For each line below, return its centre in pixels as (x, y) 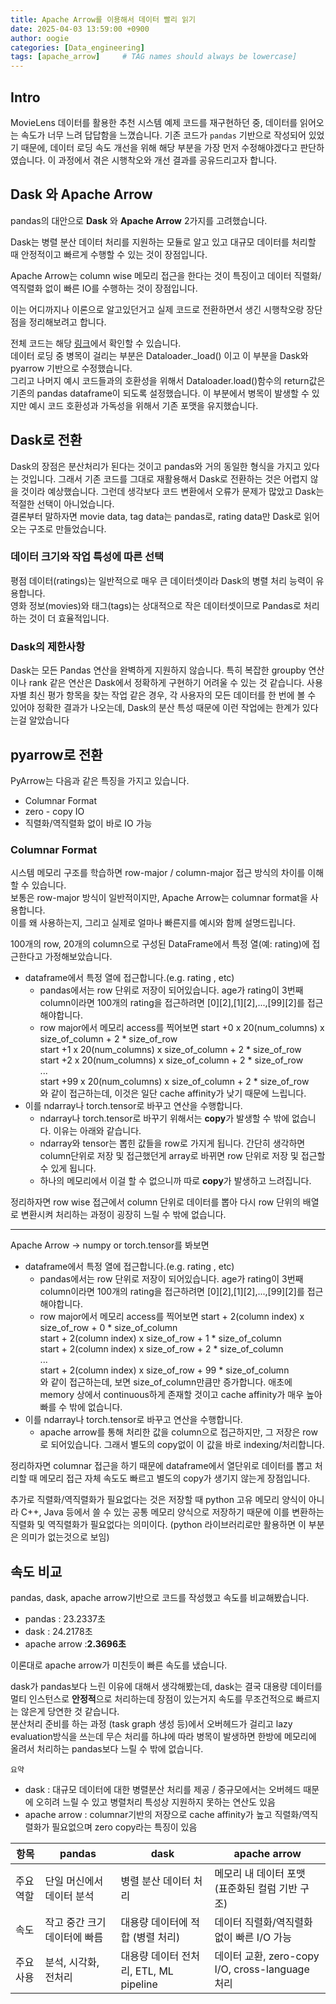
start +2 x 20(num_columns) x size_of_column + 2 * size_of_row (171, 1060)
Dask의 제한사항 (48, 646)
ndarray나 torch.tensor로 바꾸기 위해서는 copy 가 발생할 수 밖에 (164, 1118)
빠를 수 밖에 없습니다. (81, 1407)
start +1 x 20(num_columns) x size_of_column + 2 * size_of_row (170, 1050)
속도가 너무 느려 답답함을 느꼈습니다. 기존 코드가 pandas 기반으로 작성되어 (163, 135)
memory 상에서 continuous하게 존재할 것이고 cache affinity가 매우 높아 (181, 1395)
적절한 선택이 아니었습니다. (62, 503)
